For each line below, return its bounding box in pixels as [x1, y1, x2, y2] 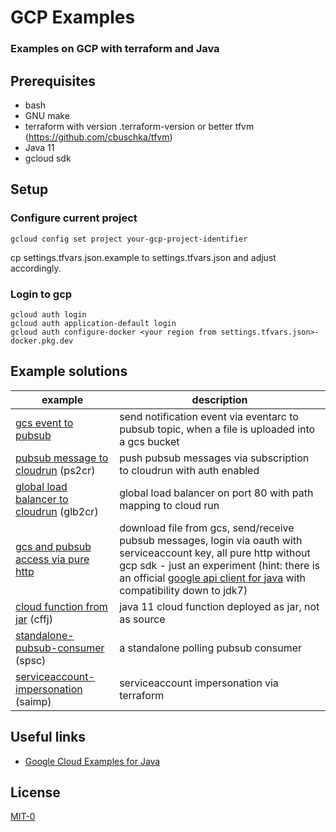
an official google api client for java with [119, 571, 307, 585]
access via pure [15, 552, 90, 566]
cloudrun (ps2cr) [15, 463, 96, 477]
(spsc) [15, 653, 47, 667]
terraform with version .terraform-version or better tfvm [24, 120, 255, 132]
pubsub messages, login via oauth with [119, 533, 303, 547]
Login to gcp [10, 287, 73, 301]
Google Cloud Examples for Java [24, 755, 161, 767]
